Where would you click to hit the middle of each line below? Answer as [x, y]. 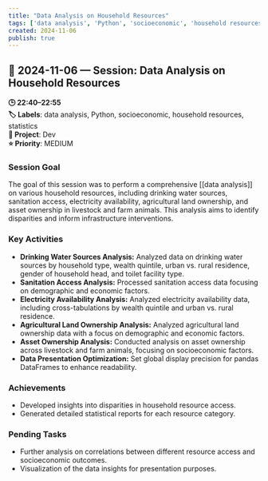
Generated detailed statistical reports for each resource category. [128, 413]
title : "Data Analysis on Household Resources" [89, 16]
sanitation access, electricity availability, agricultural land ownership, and [128, 201]
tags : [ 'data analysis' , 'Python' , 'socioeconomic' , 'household [117, 23]
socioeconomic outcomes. [63, 460]
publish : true [32, 38]
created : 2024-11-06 [43, 30]
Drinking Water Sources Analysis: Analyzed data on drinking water [131, 256]
